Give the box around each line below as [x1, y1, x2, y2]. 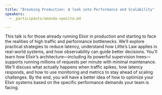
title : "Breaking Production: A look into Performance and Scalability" [5, 7, 155, 12]
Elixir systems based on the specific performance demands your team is [5, 80, 149, 85]
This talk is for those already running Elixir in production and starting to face [5, 33, 156, 39]
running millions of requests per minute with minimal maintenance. [24, 59, 156, 65]
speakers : [5, 12, 25, 16]
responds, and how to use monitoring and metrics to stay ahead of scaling [5, 69, 153, 75]
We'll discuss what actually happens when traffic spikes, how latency [5, 64, 143, 70]
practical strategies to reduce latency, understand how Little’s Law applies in [5, 44, 157, 50]
